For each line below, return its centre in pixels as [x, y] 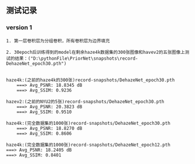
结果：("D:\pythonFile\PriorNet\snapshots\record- [76, 58]
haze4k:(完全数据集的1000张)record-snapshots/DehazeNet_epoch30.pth [88, 123]
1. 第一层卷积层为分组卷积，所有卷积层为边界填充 [58, 41]
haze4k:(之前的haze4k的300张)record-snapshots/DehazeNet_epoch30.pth [90, 80]
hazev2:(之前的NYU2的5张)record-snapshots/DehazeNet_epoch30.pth [85, 101]
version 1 [19, 28]
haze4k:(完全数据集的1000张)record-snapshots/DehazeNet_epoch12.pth [88, 145]
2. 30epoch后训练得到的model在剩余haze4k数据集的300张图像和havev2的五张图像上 [96, 52]
